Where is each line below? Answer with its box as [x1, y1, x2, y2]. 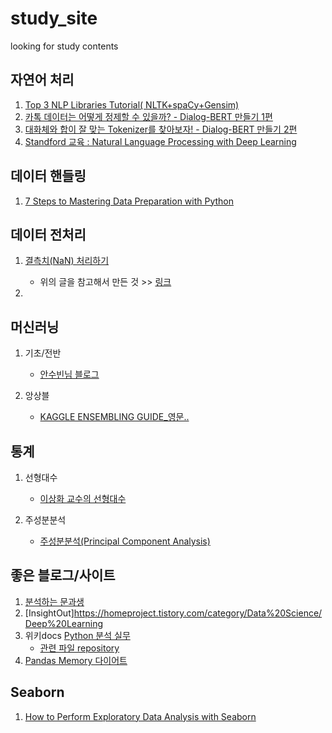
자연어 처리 [10, 72, 75, 89]
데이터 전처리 [10, 226, 87, 243]
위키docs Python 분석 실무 [24, 629, 131, 641]
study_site [10, 7, 98, 30]
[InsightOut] [24, 607, 75, 619]
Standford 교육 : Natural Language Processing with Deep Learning [24, 135, 297, 147]
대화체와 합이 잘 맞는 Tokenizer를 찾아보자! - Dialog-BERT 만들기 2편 [24, 123, 298, 135]
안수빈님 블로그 [39, 368, 100, 381]
